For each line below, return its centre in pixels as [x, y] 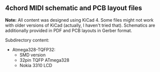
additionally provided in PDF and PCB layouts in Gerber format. [69, 30]
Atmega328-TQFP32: [34, 49]
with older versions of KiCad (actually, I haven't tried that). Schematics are [80, 25]
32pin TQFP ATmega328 [44, 60]
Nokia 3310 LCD [36, 65]
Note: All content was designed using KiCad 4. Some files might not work [79, 20]
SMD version [32, 55]
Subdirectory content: [27, 40]
